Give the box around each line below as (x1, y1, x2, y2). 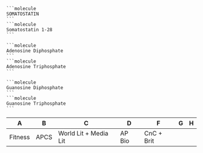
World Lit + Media (58, 130, 109, 137)
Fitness (9, 133, 30, 141)
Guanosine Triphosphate (6, 101, 66, 107)
